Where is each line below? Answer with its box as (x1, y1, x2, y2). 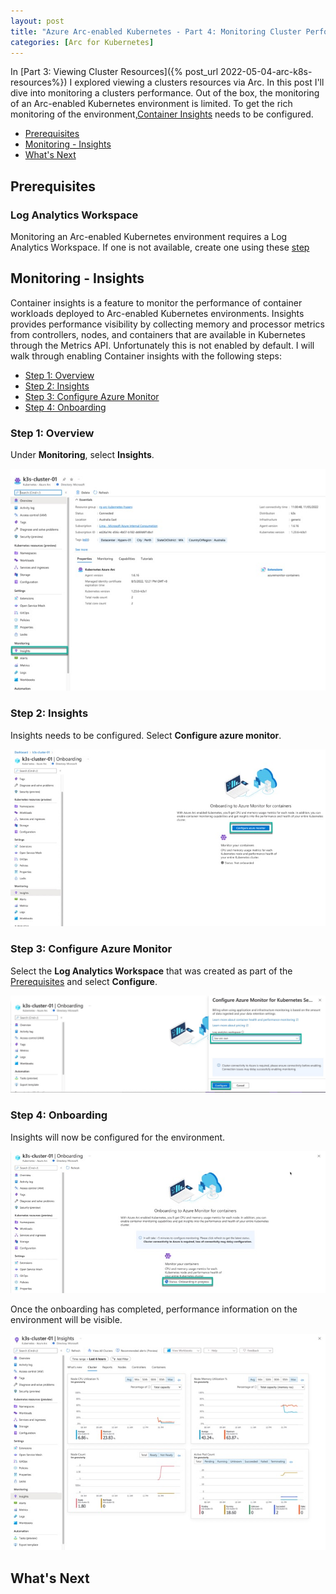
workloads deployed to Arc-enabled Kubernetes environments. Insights (10, 307, 305, 319)
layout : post (10, 16, 65, 26)
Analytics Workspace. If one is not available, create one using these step (10, 241, 310, 254)
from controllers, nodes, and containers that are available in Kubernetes (10, 328, 306, 340)
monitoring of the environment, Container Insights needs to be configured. (10, 108, 314, 120)
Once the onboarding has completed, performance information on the (10, 1303, 298, 1315)
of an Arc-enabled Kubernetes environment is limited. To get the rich (10, 98, 293, 110)
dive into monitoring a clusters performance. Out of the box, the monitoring (10, 87, 320, 99)
